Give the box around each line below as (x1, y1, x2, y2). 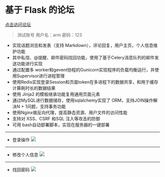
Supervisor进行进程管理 (16, 73, 65, 79)
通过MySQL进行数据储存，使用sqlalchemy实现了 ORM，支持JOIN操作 (12, 97, 154, 103)
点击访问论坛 (5, 22, 31, 27)
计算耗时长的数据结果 (12, 85, 55, 91)
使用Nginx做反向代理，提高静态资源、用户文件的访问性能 (12, 110, 128, 115)
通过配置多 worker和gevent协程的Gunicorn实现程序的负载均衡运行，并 (12, 66, 155, 72)
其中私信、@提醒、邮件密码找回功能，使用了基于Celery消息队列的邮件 (12, 54, 155, 60)
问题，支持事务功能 (27, 103, 66, 109)
